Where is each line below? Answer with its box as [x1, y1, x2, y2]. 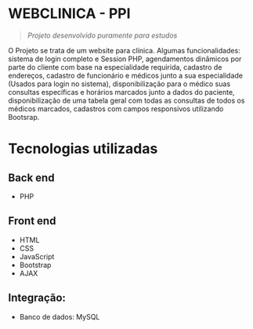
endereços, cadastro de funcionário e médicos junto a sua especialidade [8, 70, 244, 80]
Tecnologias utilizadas [8, 140, 158, 157]
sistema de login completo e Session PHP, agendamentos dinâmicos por [8, 54, 242, 63]
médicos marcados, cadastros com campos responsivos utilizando [8, 103, 224, 114]
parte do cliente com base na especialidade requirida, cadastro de [8, 62, 222, 71]
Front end [8, 215, 56, 228]
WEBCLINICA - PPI [8, 5, 131, 23]
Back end [8, 171, 55, 184]
